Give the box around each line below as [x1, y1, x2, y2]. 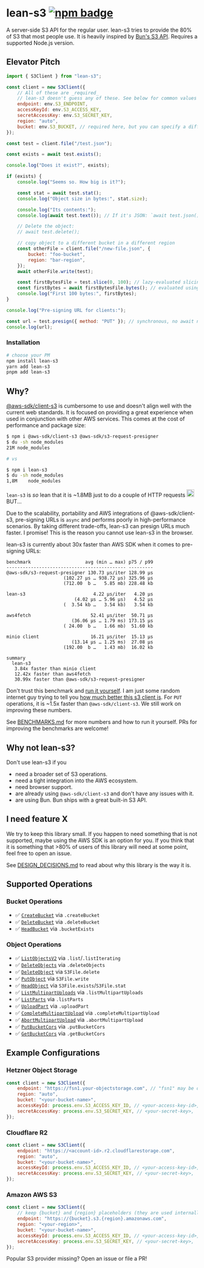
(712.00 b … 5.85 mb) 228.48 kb [63, 581, 154, 587]
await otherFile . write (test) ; [17, 268, 94, 274]
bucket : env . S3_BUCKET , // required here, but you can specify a [17, 124, 186, 130]
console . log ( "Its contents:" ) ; [17, 207, 97, 213]
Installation [6, 338, 41, 347]
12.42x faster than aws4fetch [14, 671, 91, 678]
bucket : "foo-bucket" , [28, 251, 86, 257]
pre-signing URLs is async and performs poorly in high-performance [15, 516, 186, 523]
